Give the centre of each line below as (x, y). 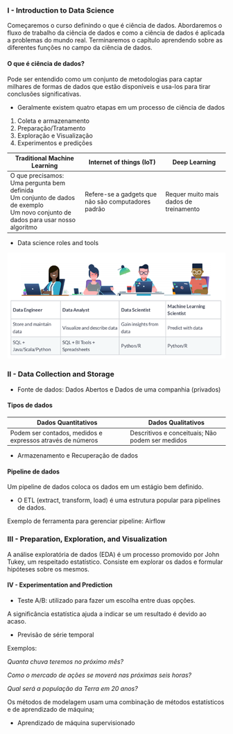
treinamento (182, 209)
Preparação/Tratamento (51, 128)
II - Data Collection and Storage (61, 374)
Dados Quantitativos (67, 423)
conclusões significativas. (44, 94)
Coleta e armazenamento (53, 121)
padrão (95, 209)
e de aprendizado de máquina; (51, 709)
